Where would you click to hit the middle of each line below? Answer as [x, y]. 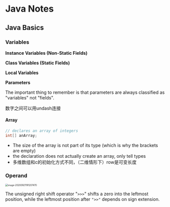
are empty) [24, 151]
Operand [16, 176]
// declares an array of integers [42, 131]
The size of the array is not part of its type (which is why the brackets [85, 145]
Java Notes [30, 9]
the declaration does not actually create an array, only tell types [79, 156]
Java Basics [25, 28]
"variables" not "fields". [30, 97]
